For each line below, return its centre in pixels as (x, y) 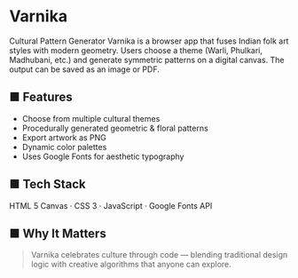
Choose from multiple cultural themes (91, 118)
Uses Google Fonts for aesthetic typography (103, 156)
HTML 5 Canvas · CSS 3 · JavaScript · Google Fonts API (111, 205)
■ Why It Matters (58, 233)
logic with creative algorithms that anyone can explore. (131, 265)
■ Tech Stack (47, 184)
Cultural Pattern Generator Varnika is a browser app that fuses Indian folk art (149, 41)
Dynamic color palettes (64, 147)
